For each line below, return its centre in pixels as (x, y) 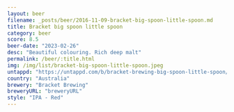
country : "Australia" (39, 78)
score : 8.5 (23, 40)
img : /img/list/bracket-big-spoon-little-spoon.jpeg (85, 65)
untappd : (20, 72)
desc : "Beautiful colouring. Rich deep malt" (74, 53)
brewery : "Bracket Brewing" (48, 85)
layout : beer (26, 14)
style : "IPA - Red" (36, 98)
